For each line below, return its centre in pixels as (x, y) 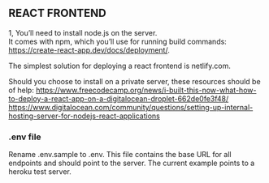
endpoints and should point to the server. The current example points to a (132, 163)
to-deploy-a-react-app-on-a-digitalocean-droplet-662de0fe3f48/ (119, 98)
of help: (21, 90)
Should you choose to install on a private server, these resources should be (135, 81)
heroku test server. (40, 172)
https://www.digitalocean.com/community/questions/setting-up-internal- (131, 107)
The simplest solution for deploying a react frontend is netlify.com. (120, 66)
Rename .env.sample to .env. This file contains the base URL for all (120, 155)
